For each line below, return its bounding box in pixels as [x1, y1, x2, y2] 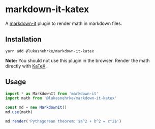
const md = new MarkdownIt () [5, 105, 67, 110]
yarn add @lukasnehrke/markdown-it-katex [5, 48, 95, 54]
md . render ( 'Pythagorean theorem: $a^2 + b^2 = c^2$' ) [5, 119, 122, 124]
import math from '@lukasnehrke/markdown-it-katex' [5, 95, 117, 101]
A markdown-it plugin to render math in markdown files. [5, 20, 122, 26]
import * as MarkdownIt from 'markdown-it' [5, 91, 99, 96]
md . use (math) [5, 110, 33, 115]
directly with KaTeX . [5, 62, 47, 69]
